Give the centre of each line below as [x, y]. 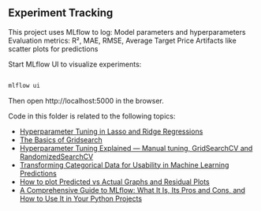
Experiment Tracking [61, 13]
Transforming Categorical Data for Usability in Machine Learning [124, 164]
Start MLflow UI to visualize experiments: [75, 64]
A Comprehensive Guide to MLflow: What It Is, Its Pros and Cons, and [132, 190]
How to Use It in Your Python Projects [81, 198]
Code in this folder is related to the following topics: [92, 116]
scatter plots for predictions [53, 49]
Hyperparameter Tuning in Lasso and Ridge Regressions [111, 131]
